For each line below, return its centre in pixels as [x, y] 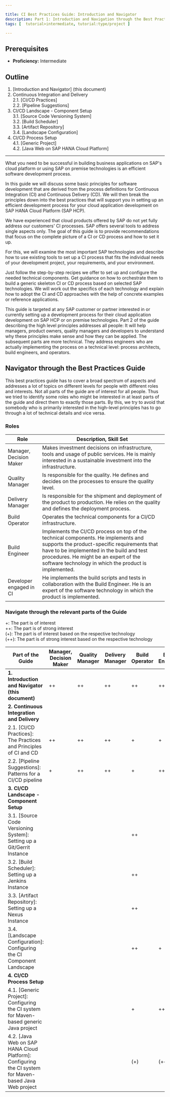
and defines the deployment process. [87, 509]
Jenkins [17, 881]
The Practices [24, 740]
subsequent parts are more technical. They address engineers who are [79, 341]
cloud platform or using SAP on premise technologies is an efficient [75, 168]
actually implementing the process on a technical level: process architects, [83, 347]
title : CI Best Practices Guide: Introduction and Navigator [71, 14]
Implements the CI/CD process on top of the [95, 532]
